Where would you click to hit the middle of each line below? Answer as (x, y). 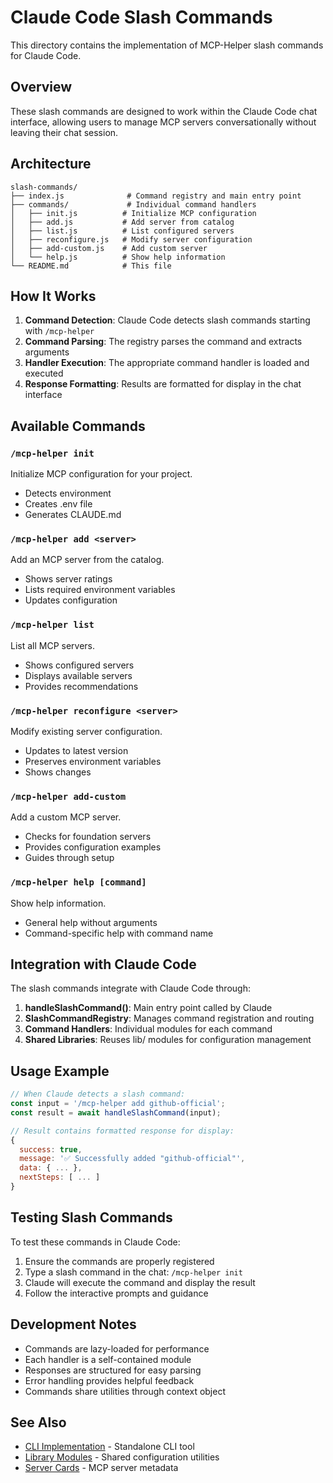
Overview (41, 87)
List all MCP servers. (53, 645)
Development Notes (73, 1324)
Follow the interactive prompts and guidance (116, 1293)
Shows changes (58, 772)
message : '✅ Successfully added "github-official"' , (132, 1159)
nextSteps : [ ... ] (60, 1177)
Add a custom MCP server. (66, 817)
